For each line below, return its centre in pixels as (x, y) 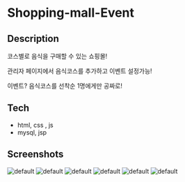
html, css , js (35, 125)
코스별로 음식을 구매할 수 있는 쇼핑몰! (57, 56)
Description (33, 39)
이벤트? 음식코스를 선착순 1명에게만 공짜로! (65, 86)
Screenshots (35, 154)
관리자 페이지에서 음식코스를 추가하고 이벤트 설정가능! (80, 71)
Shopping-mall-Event (71, 13)
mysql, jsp (32, 132)
